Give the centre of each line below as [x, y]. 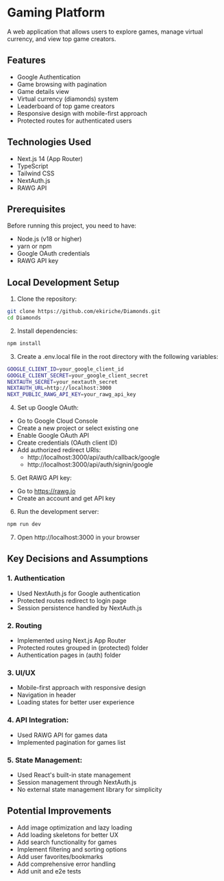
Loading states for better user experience [76, 702]
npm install [24, 343]
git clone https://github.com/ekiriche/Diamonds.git [84, 312]
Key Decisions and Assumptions [78, 559]
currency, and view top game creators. [62, 38]
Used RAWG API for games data [62, 735]
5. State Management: [45, 760]
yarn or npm [34, 246]
